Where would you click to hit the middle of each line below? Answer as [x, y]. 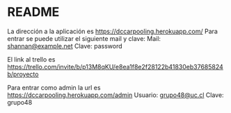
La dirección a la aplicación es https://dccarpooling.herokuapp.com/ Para [112, 31]
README [33, 12]
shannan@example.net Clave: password [65, 46]
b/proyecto [23, 74]
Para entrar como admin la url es [54, 87]
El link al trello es [31, 59]
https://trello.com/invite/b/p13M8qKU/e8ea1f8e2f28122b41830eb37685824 [115, 67]
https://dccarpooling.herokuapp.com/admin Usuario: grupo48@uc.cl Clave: [115, 95]
